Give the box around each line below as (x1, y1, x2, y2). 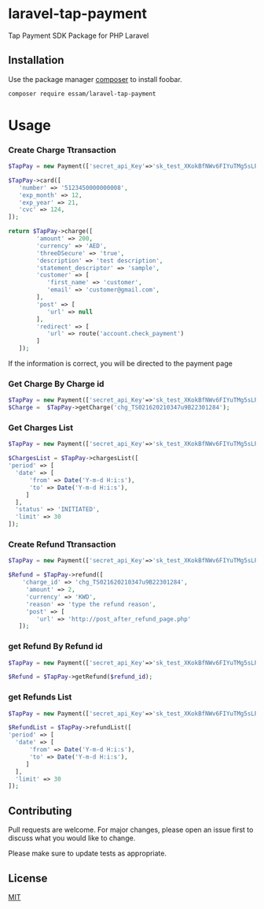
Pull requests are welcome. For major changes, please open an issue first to (8, 825, 254, 835)
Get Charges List (8, 422, 73, 433)
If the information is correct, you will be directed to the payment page (8, 359, 233, 369)
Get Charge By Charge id (8, 379, 104, 390)
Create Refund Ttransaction (8, 539, 116, 550)
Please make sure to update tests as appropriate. (8, 848, 167, 859)
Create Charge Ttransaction (8, 144, 116, 155)
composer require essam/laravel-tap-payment (8, 90, 156, 98)
